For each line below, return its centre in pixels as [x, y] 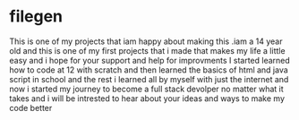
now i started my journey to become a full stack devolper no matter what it [146, 89]
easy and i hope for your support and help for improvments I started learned [150, 60]
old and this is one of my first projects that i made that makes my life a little [147, 50]
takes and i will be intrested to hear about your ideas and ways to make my [147, 98]
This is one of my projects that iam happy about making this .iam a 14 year [146, 41]
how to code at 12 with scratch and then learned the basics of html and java [149, 70]
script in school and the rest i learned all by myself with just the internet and [149, 79]
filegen [36, 17]
